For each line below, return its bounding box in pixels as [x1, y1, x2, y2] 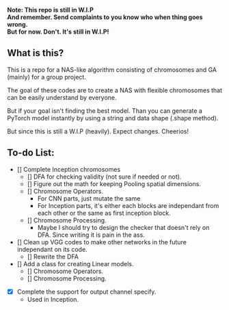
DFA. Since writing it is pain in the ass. [37, 231, 145, 239]
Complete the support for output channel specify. [16, 287, 157, 296]
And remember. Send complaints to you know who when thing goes [7, 13, 203, 21]
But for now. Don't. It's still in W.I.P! [7, 27, 109, 36]
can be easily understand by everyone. [7, 93, 118, 101]
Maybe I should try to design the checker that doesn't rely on [37, 223, 210, 231]
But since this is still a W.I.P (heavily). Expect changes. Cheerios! [7, 127, 189, 135]
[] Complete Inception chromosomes [16, 165, 121, 173]
